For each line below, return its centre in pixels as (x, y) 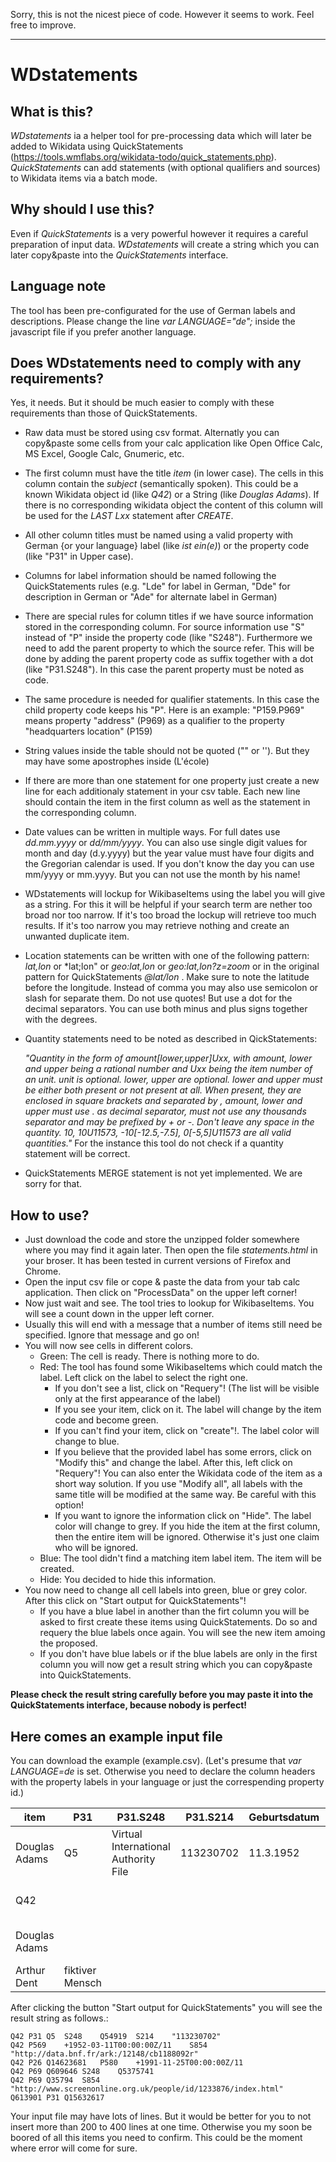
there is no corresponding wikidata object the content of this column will (173, 505)
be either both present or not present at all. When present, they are (163, 1090)
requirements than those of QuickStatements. (104, 413)
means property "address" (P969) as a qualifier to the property (154, 721)
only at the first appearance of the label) (138, 1399)
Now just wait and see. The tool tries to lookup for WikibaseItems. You (169, 1303)
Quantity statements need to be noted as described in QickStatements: (171, 1039)
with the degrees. (61, 1020)
